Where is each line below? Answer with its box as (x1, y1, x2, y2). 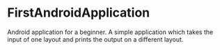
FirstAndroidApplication (7, 5, 150, 21)
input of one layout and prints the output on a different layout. (7, 35, 184, 43)
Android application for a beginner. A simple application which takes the (7, 28, 214, 36)
